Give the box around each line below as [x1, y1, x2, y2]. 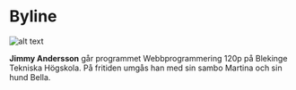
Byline [9, 6, 57, 27]
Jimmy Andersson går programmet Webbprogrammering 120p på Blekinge [9, 53, 288, 63]
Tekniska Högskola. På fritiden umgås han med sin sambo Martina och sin [9, 62, 283, 73]
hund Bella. [9, 71, 51, 82]
